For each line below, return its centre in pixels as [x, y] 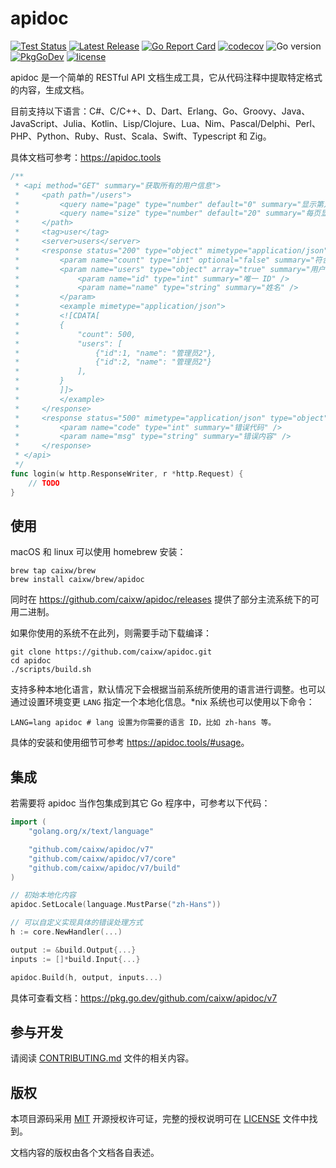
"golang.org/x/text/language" [91, 832]
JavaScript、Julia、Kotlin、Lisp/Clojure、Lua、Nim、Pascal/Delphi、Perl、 [165, 123]
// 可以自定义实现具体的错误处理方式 [76, 923]
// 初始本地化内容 [43, 895]
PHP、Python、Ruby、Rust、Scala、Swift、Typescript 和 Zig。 [141, 136]
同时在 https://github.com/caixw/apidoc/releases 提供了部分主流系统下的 [160, 599]
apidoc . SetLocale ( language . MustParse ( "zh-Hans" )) [116, 905]
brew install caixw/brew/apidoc [77, 580]
